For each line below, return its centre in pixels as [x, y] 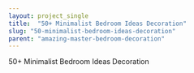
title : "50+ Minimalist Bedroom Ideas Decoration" [97, 24]
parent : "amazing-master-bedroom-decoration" [86, 39]
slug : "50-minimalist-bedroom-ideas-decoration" [92, 31]
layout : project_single [49, 16]
